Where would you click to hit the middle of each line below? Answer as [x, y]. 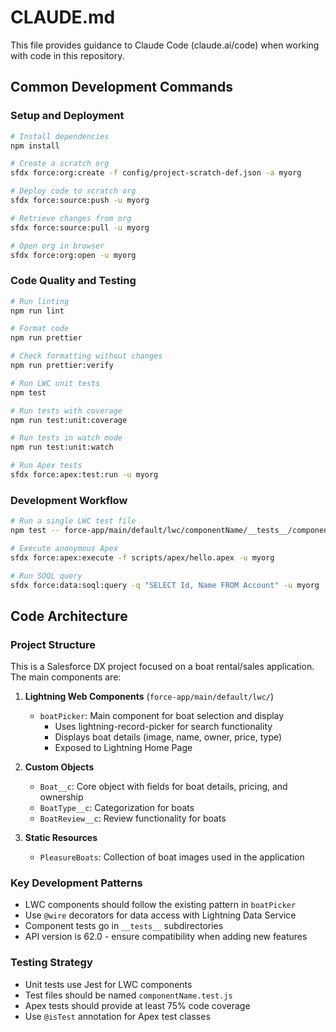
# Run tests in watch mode [66, 438]
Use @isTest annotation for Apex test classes [117, 1016]
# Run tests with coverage [66, 411]
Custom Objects [59, 767]
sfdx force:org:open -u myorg [73, 255]
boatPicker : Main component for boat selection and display [162, 716]
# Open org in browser [57, 246]
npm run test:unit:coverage [69, 420]
